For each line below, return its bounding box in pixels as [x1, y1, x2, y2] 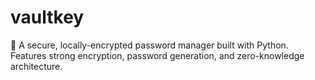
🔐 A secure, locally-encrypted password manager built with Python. [10, 39, 289, 51]
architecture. [10, 60, 63, 72]
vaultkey [10, 6, 85, 29]
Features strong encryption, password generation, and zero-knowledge [10, 49, 305, 61]
